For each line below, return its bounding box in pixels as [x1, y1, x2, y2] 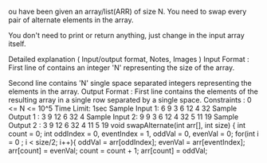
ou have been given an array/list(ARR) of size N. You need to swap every [8, 7, 247, 16]
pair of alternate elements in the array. [8, 15, 134, 25]
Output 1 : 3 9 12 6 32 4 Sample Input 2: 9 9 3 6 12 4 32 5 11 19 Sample [8, 112, 239, 122]
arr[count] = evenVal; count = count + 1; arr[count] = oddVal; [8, 146, 208, 155]
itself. [8, 39, 26, 49]
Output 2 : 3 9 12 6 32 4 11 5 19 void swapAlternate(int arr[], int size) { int [8, 121, 245, 130]
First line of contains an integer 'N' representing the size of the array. [8, 63, 235, 72]
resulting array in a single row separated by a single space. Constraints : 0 [8, 95, 253, 104]
